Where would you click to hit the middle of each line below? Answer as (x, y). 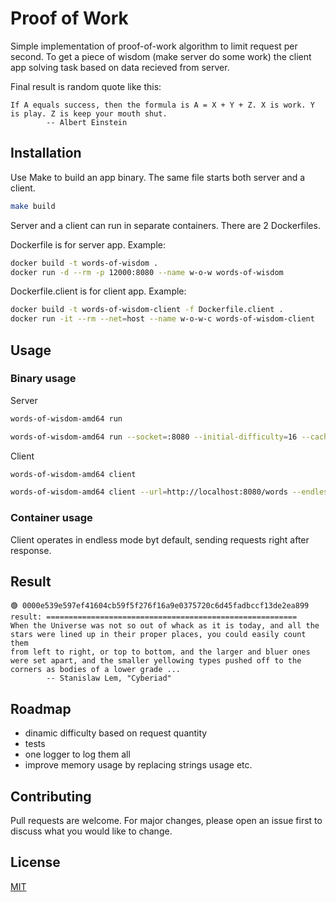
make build (33, 206)
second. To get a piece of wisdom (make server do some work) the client (161, 56)
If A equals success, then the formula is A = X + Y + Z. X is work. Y (162, 105)
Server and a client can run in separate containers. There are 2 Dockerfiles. (165, 225)
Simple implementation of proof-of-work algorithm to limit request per (154, 46)
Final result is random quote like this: (86, 86)
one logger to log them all (77, 754)
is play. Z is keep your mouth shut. (89, 113)
